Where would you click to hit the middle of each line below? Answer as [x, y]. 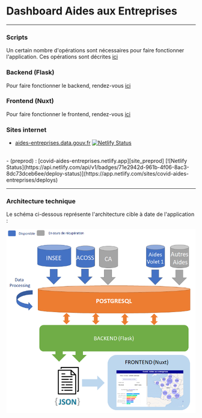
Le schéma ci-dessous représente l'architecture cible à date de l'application [100, 214]
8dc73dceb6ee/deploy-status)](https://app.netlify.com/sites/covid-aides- [98, 174]
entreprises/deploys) [32, 180]
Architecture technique [41, 201]
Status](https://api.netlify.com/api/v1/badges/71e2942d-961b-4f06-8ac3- [98, 167]
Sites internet [26, 129]
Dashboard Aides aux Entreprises [92, 11]
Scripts [17, 37]
